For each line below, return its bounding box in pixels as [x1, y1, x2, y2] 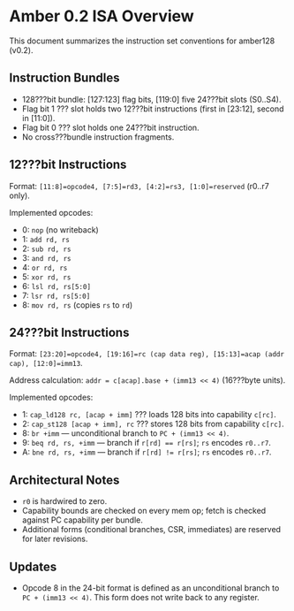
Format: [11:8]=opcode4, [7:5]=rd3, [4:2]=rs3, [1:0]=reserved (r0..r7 [9, 180, 269, 191]
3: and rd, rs [21, 252, 72, 263]
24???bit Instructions [9, 325, 130, 340]
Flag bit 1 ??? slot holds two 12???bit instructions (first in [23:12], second [21, 103, 284, 114]
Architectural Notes [9, 472, 120, 487]
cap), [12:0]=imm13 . [9, 358, 83, 369]
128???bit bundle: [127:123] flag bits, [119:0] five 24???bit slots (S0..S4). [21, 94, 282, 104]
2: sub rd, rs [21, 243, 72, 254]
